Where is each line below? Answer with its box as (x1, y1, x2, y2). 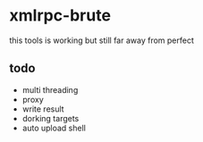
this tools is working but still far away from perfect (9, 35, 195, 46)
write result (21, 104, 64, 114)
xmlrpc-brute (9, 5, 112, 26)
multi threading (21, 84, 79, 95)
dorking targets (21, 113, 80, 123)
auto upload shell (21, 122, 87, 133)
